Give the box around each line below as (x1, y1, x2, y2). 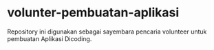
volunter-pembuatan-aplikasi (7, 5, 180, 21)
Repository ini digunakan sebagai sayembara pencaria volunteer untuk (7, 27, 207, 36)
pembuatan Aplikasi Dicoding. (7, 34, 92, 42)
